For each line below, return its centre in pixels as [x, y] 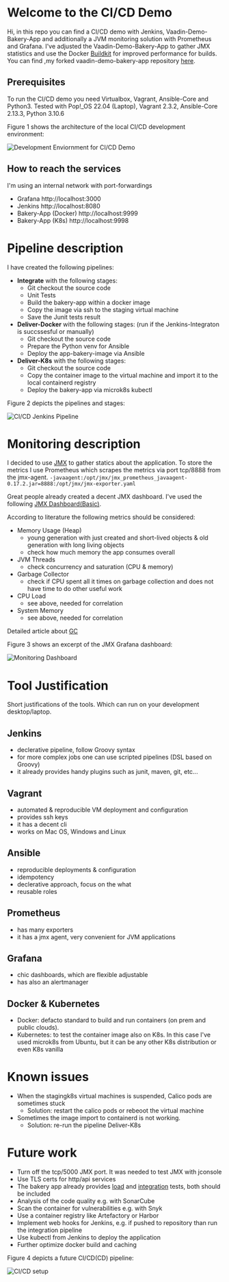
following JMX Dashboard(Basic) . [54, 504]
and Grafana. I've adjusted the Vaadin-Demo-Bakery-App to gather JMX [109, 46]
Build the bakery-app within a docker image [89, 302]
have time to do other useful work [75, 589]
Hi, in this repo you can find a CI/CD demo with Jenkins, [86, 32]
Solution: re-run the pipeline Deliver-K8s [84, 1125]
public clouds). [38, 1028]
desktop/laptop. [29, 712]
